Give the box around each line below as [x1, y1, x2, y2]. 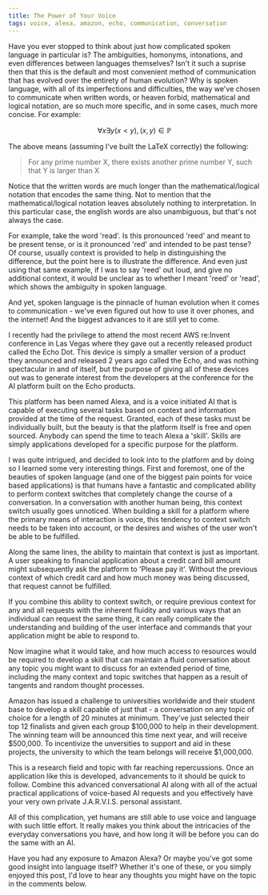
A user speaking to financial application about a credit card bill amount [8, 555, 242, 565]
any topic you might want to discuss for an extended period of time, [8, 663, 232, 673]
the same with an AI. [8, 837, 76, 847]
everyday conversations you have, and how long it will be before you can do [8, 829, 259, 839]
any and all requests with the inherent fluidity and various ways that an [8, 605, 242, 614]
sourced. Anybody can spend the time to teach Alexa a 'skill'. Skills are [8, 431, 242, 440]
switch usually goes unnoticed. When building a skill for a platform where [8, 506, 250, 516]
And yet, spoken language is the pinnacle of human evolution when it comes [8, 298, 260, 307]
